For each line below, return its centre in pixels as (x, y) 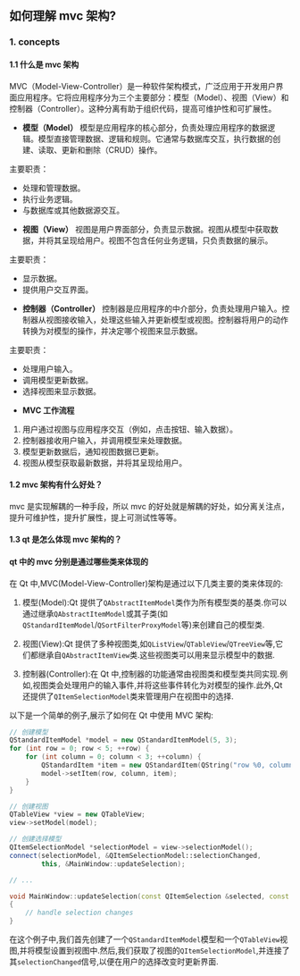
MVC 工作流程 (48, 410)
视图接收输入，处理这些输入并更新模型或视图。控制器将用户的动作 (167, 319)
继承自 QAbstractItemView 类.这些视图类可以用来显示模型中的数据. (156, 654)
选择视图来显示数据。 (61, 391)
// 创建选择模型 (35, 839)
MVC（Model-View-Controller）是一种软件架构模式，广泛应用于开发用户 (142, 86)
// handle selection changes (79, 913)
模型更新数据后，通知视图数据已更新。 (92, 451)
